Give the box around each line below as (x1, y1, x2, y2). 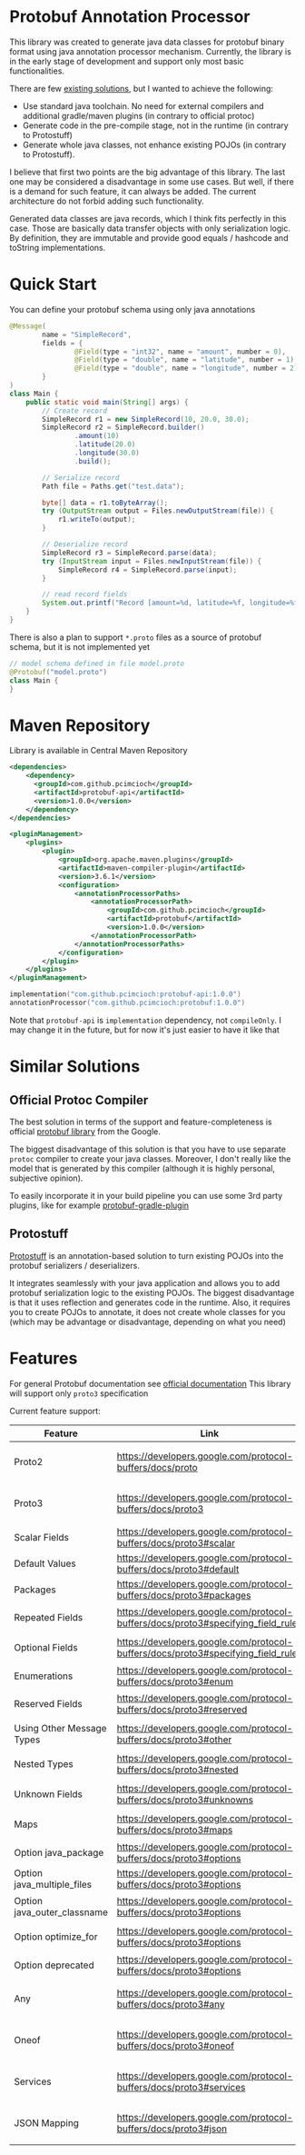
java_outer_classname (14, 1906, 109, 1919)
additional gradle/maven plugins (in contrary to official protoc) (22, 110, 255, 121)
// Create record (42, 406, 107, 415)
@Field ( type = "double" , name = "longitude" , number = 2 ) (74, 364, 299, 374)
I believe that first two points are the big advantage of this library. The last (9, 166, 286, 177)
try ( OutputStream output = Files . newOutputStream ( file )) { (42, 506, 274, 515)
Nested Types (14, 1758, 74, 1771)
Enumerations (14, 1670, 74, 1682)
